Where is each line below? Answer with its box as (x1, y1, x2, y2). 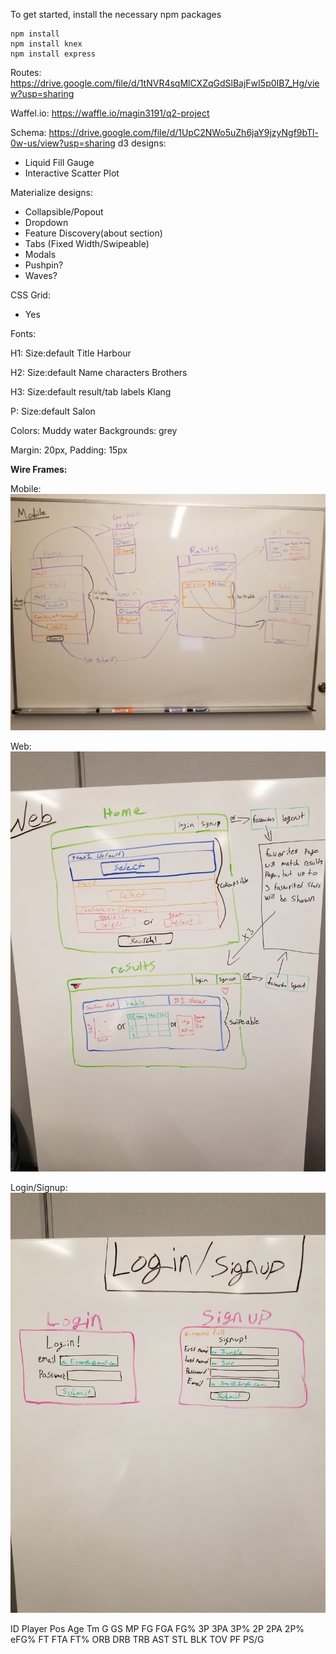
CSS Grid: (10, 289, 51, 301)
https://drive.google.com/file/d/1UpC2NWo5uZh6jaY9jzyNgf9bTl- (48, 127, 319, 138)
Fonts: (10, 328, 37, 339)
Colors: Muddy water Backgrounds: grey (10, 425, 178, 436)
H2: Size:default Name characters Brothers (10, 367, 188, 378)
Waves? (24, 270, 58, 281)
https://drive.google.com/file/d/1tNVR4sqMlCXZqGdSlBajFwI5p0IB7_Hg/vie (10, 77, 320, 89)
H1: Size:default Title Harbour (10, 347, 132, 359)
